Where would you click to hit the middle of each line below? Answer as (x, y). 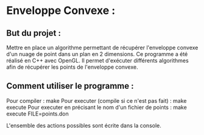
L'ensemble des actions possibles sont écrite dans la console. (84, 125)
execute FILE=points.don (37, 114)
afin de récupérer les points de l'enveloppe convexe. (72, 67)
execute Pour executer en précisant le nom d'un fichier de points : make (97, 107)
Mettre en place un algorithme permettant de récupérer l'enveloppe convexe (102, 47)
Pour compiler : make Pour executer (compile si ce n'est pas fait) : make (97, 100)
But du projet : (33, 33)
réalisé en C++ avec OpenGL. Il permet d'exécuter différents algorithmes (97, 61)
